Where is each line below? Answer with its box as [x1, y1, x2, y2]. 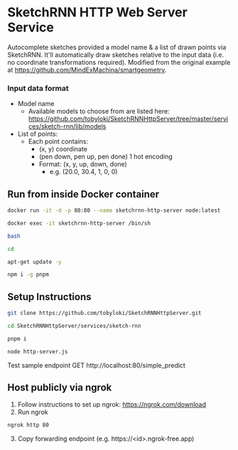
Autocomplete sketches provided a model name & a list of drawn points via [7, 43, 227, 51]
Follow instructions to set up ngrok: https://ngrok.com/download [17, 400, 206, 409]
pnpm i [7, 335, 27, 342]
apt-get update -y [7, 258, 62, 265]
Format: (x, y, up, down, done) [38, 160, 128, 168]
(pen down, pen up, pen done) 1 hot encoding [38, 152, 173, 161]
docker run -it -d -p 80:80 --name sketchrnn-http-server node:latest [7, 207, 221, 214]
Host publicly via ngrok [7, 382, 112, 393]
